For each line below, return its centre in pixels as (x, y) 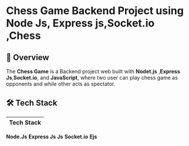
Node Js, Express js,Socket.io (80, 23)
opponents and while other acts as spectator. (61, 84)
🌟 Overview (28, 57)
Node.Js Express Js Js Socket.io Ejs (52, 137)
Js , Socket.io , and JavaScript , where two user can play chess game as (92, 78)
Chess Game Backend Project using (95, 11)
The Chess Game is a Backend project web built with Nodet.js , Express (93, 71)
